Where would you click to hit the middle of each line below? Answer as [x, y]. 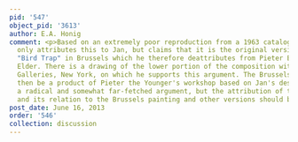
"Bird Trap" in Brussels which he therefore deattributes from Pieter [150, 58]
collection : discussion [53, 124]
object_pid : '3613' [45, 26]
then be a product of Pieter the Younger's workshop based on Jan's [146, 83]
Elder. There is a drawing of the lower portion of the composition [146, 67]
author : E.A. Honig [45, 34]
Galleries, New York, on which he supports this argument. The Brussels [154, 75]
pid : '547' [29, 17]
